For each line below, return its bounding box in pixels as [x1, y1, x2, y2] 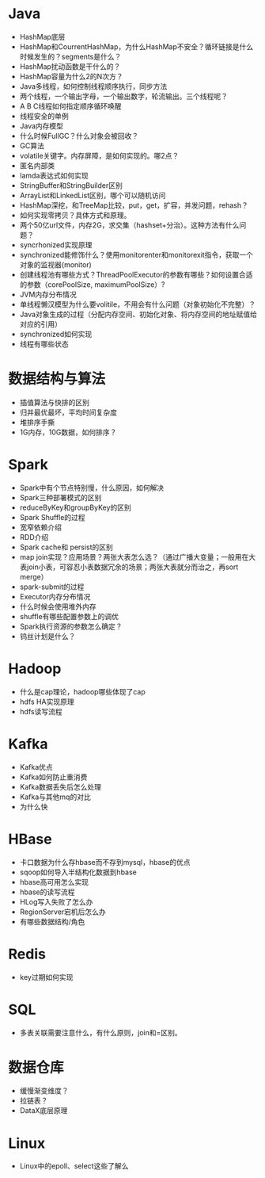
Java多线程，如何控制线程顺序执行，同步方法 [19, 81, 168, 91]
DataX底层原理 [19, 1106, 68, 1115]
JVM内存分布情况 [19, 289, 78, 299]
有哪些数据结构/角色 [19, 916, 85, 926]
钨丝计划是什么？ [19, 631, 76, 641]
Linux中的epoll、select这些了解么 [19, 1161, 129, 1171]
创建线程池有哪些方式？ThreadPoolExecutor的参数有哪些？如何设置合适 [19, 270, 253, 279]
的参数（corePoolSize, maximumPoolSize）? [19, 279, 165, 289]
